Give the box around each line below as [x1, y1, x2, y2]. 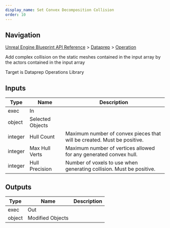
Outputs [5, 183, 32, 191]
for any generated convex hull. [65, 151, 138, 158]
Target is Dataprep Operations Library [5, 69, 84, 75]
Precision [29, 165, 52, 172]
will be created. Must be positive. [65, 136, 144, 144]
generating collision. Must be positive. [65, 165, 156, 172]
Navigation [5, 31, 40, 39]
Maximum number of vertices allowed [65, 145, 155, 152]
